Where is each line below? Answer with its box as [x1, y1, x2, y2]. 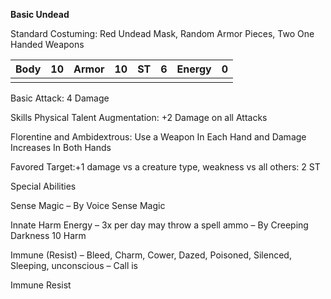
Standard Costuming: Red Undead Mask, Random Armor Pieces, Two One [10, 28, 315, 39]
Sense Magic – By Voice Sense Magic [10, 200, 166, 211]
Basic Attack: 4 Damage [10, 92, 110, 104]
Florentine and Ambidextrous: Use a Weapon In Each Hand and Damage [10, 131, 307, 143]
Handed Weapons [10, 39, 85, 50]
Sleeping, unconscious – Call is [10, 260, 139, 271]
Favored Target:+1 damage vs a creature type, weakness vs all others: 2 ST [10, 161, 321, 173]
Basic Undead [10, 9, 70, 20]
